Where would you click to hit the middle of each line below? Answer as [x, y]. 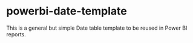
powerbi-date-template [67, 11]
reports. [16, 34]
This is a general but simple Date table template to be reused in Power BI [97, 28]
